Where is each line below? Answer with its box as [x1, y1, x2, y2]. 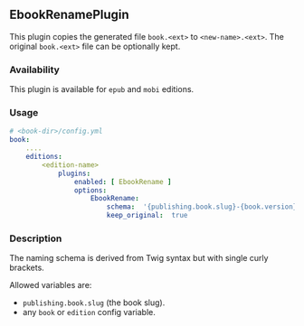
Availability [9, 63, 61, 76]
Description [9, 232, 62, 245]
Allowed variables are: [9, 280, 92, 291]
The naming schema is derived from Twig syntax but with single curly [9, 253, 269, 264]
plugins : [57, 169, 91, 178]
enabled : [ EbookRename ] [73, 177, 172, 186]
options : [73, 185, 107, 195]
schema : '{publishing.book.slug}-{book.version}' [106, 202, 301, 211]
